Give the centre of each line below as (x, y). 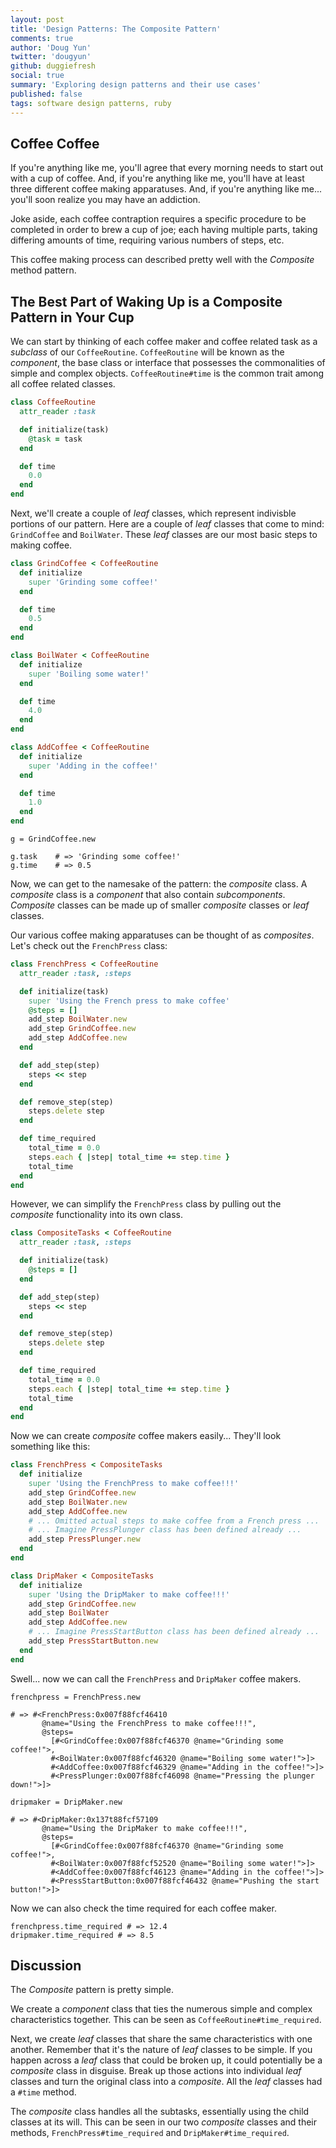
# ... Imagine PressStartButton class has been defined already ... (174, 1632)
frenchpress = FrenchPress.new (75, 1697)
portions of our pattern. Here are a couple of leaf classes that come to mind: (167, 524)
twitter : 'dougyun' (51, 57)
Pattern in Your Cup (72, 317)
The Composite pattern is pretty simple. (92, 1990)
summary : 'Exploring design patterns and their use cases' (136, 85)
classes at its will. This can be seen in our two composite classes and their (164, 2122)
